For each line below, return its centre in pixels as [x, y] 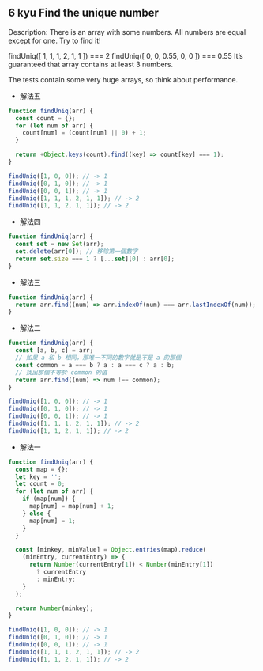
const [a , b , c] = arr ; [54, 351]
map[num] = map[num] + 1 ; [71, 506]
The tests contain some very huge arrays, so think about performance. [123, 79]
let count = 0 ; [40, 484]
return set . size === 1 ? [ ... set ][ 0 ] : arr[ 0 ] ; [95, 259]
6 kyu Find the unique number [84, 13]
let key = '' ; [38, 477]
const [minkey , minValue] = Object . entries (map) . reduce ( [111, 550]
